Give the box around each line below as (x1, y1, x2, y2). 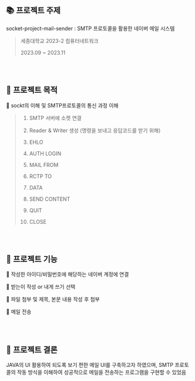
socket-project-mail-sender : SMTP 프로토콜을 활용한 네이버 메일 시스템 (6, 25, 175, 32)
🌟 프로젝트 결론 (6, 345, 58, 355)
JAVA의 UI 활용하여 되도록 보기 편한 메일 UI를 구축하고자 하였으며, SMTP (6, 362, 174, 369)
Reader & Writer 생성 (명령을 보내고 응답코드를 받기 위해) (29, 127, 161, 134)
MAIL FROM (29, 161, 59, 168)
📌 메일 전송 (6, 308, 32, 315)
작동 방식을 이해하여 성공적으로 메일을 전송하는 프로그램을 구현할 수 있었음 (16, 369, 187, 376)
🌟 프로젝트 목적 (6, 85, 58, 95)
